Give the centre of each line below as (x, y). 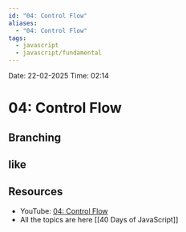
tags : (17, 38)
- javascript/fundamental (59, 53)
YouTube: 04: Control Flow (64, 211)
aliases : (23, 23)
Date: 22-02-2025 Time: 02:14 (59, 76)
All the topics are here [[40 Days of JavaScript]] (99, 219)
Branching (35, 137)
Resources (36, 192)
